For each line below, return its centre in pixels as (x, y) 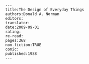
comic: (12, 49)
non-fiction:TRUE (23, 45)
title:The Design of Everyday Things (45, 10)
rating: (13, 32)
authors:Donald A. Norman (32, 14)
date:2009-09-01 (22, 27)
